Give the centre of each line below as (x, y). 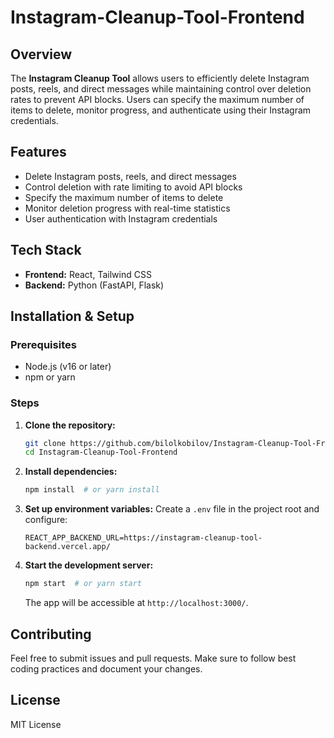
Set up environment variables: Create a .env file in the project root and (172, 509)
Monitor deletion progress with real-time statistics (127, 208)
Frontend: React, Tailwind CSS (88, 274)
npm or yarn (50, 377)
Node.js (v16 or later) (68, 367)
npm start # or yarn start (83, 584)
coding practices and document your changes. (106, 668)
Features (38, 152)
